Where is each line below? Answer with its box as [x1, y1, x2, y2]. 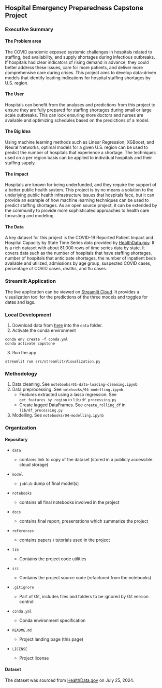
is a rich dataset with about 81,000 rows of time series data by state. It [5, 245, 145, 251]
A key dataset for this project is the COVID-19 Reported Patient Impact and [5, 235, 154, 241]
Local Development [5, 311, 52, 318]
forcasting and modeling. [5, 213, 55, 219]
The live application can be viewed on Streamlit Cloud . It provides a [5, 289, 139, 294]
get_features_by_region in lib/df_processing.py [19, 397, 117, 403]
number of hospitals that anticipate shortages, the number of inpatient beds [5, 255, 156, 261]
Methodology [5, 370, 38, 377]
